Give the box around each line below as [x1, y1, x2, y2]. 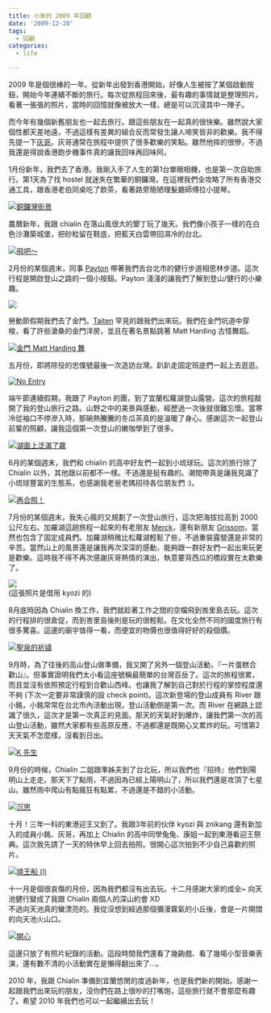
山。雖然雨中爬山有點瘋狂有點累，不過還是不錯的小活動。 [8, 785, 199, 794]
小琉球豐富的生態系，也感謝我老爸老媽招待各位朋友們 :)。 [8, 478, 199, 487]
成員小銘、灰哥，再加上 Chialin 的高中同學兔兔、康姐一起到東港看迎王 [22, 830, 254, 839]
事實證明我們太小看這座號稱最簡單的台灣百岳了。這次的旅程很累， [40, 670, 260, 679]
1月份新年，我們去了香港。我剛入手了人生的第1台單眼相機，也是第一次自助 [8, 165, 255, 174]
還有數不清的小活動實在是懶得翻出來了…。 [22, 959, 164, 968]
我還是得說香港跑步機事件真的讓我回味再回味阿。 [8, 147, 171, 157]
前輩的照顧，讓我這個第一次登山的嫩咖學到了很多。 [8, 423, 178, 433]
